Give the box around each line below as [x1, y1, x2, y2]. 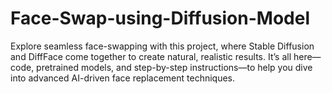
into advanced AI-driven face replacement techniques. [10, 72, 236, 84]
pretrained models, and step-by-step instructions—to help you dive [36, 61, 313, 73]
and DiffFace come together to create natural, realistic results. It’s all [10, 50, 292, 62]
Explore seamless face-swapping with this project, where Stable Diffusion [10, 40, 315, 52]
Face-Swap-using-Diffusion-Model [10, 7, 310, 30]
